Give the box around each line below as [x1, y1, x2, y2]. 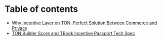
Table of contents [4, 3, 79, 15]
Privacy [11, 25, 28, 31]
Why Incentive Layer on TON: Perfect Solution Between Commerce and [11, 20, 158, 26]
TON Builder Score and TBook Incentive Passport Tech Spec [11, 30, 135, 36]
